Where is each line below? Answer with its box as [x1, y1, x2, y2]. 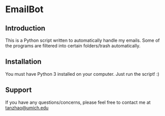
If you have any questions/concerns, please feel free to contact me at [5, 99, 151, 105]
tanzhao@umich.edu [5, 104, 49, 110]
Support [5, 85, 32, 95]
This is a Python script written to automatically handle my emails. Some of [5, 37, 160, 43]
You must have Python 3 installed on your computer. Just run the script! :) [5, 71, 160, 77]
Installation [5, 57, 42, 66]
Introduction [5, 24, 46, 33]
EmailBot [5, 4, 44, 15]
